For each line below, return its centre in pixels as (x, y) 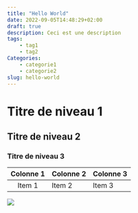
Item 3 (103, 186)
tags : (15, 39)
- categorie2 (38, 71)
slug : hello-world (33, 77)
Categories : (24, 58)
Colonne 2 (69, 174)
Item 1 (28, 186)
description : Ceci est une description (64, 33)
